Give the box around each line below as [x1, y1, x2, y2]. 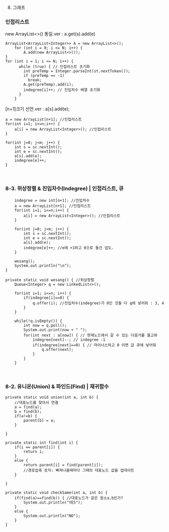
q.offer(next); [41, 347, 74, 352]
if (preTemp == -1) [23, 73, 65, 78]
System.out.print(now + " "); [23, 327, 87, 332]
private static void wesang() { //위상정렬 [5, 277, 94, 282]
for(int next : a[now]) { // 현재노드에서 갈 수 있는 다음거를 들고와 [23, 333, 158, 338]
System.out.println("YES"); [23, 500, 83, 505]
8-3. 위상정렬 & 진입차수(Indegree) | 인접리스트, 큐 [5, 185, 124, 192]
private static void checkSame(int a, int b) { [5, 490, 108, 495]
